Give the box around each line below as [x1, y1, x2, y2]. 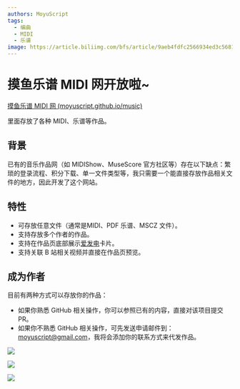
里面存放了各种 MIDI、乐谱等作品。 [7, 116, 111, 125]
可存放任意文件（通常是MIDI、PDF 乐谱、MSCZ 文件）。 [17, 221, 181, 229]
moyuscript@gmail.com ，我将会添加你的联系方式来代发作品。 [17, 333, 201, 341]
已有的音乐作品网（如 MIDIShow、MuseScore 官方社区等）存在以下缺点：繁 [7, 160, 231, 168]
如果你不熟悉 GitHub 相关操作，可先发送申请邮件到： [17, 324, 174, 333]
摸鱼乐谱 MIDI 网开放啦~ [7, 76, 150, 93]
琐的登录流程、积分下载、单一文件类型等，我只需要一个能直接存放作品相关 [7, 168, 226, 177]
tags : [7, 17, 24, 24]
